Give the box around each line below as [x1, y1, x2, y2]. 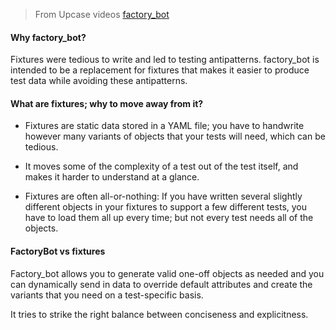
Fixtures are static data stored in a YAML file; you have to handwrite [24, 120, 305, 132]
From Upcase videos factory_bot [34, 9, 170, 20]
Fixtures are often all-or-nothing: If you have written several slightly [24, 190, 303, 203]
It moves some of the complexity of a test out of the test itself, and [24, 160, 299, 173]
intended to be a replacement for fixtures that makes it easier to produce [10, 64, 310, 76]
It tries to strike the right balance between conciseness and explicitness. [10, 308, 309, 320]
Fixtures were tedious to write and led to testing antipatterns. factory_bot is [10, 54, 320, 66]
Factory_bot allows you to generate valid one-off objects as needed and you [10, 267, 325, 279]
